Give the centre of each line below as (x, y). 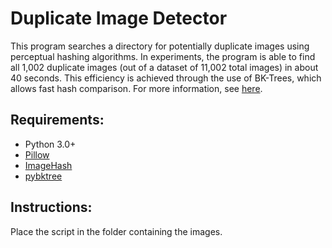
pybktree (43, 176)
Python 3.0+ (50, 144)
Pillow (37, 154)
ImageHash (48, 165)
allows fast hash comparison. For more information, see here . (136, 88)
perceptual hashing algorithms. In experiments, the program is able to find (163, 56)
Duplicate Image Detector (119, 18)
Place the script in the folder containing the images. (116, 231)
